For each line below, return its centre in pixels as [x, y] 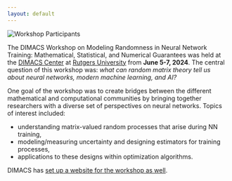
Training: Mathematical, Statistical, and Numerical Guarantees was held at [114, 55]
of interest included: [36, 113]
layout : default [31, 14]
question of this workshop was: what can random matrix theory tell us [109, 69]
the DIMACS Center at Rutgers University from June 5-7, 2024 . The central [116, 62]
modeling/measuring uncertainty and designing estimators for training [119, 142]
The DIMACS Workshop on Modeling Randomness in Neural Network [107, 47]
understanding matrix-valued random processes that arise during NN [117, 126]
